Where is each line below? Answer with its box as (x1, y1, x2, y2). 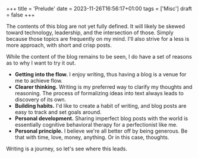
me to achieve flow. (14, 77, 63, 84)
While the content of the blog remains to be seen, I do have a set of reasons (6, 53, 192, 60)
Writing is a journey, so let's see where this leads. (6, 145, 128, 152)
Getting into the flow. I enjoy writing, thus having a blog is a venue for (14, 71, 187, 78)
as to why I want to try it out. (6, 59, 76, 66)
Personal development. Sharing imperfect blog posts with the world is (14, 115, 188, 122)
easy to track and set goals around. (14, 109, 102, 115)
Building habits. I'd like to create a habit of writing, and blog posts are (14, 102, 187, 109)
